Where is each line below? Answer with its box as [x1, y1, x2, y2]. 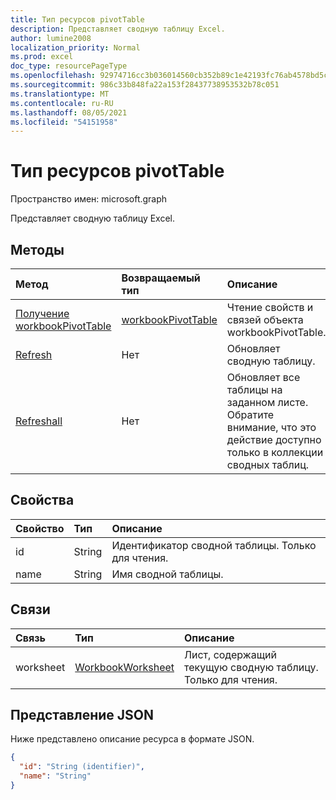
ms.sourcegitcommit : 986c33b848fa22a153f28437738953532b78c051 [10, 80, 280, 90]
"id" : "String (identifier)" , [19, 762, 145, 772]
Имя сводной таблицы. [111, 567, 224, 581]
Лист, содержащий [184, 647, 277, 661]
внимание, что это [226, 421, 317, 434]
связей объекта [226, 313, 304, 326]
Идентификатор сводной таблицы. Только [111, 538, 317, 552]
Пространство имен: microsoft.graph [10, 193, 168, 205]
